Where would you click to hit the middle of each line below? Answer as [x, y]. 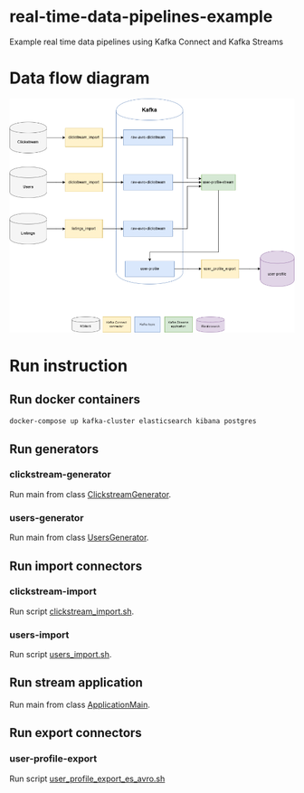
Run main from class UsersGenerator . [79, 538]
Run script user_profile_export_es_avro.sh [87, 779]
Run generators [54, 449]
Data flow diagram [80, 78]
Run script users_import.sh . [61, 655]
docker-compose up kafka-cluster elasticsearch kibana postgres [133, 421]
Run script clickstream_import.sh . [71, 611]
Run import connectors [76, 566]
